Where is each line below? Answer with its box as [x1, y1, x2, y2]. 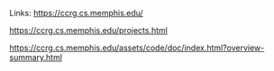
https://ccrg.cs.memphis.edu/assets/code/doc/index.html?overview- [9, 42, 265, 53]
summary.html [9, 52, 63, 62]
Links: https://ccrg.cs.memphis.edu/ [9, 8, 144, 18]
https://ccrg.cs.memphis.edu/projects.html [9, 25, 169, 35]
